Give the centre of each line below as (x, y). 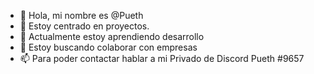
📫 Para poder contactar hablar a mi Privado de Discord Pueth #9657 (162, 58)
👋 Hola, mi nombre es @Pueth (81, 15)
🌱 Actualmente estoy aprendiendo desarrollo (112, 36)
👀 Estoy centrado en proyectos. (84, 26)
